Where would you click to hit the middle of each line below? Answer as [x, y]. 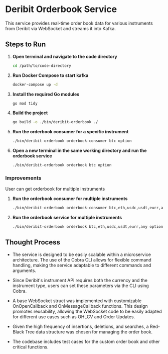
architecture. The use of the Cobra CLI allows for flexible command [82, 259]
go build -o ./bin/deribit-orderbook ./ [55, 122]
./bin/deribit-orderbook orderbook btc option [62, 165]
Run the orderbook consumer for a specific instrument [70, 132]
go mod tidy [25, 103]
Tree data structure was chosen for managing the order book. [89, 332]
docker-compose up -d [35, 84]
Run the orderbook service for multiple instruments [67, 218]
